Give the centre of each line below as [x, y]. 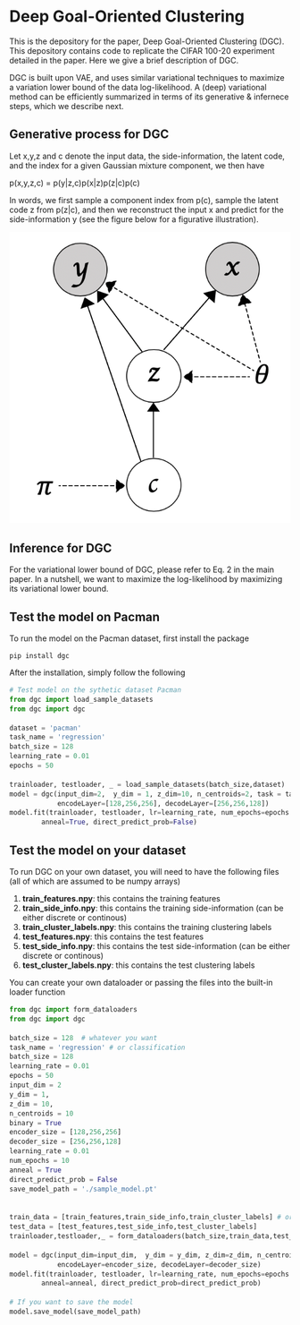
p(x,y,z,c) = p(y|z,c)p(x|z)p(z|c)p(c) [75, 183]
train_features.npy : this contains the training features [121, 899]
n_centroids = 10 [42, 1113]
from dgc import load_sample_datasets [81, 699]
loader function [37, 992]
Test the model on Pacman [85, 616]
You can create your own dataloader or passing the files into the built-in [142, 983]
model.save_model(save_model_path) [75, 1312]
